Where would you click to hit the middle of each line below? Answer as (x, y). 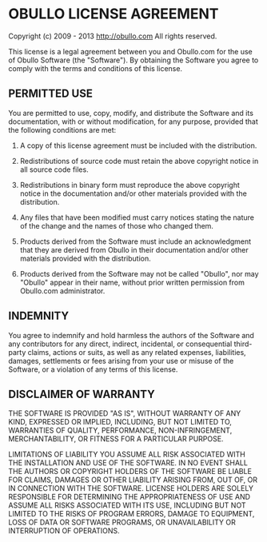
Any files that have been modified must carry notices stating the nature (137, 217)
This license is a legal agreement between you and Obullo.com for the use (131, 51)
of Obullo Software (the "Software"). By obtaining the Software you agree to (133, 60)
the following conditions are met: (62, 130)
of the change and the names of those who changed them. (117, 225)
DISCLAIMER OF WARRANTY (82, 394)
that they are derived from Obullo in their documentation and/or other (134, 249)
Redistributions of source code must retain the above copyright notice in (139, 161)
